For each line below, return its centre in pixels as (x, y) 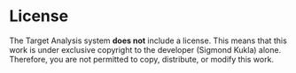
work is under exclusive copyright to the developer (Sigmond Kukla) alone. (145, 49)
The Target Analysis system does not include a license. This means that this (148, 40)
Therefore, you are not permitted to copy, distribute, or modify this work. (142, 59)
